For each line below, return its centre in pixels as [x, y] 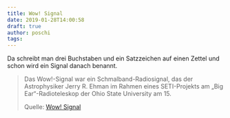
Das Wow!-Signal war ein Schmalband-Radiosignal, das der [108, 79]
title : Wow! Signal [35, 13]
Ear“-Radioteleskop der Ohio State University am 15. [98, 94]
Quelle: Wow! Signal [52, 107]
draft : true [24, 26]
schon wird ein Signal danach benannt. [62, 66]
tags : [15, 39]
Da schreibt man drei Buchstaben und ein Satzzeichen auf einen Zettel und [114, 58]
